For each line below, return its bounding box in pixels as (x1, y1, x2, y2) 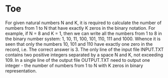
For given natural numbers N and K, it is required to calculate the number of (5, 20, 162, 26)
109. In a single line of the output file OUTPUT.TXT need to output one (5, 57, 150, 63)
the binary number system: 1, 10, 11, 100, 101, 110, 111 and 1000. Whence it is (5, 36, 161, 42)
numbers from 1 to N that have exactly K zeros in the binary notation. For (5, 25, 155, 31)
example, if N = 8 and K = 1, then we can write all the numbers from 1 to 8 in (5, 30, 162, 36)
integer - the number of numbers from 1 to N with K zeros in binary (5, 62, 143, 68)
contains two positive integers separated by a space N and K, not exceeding (5, 51, 163, 58)
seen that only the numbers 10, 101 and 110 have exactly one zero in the (5, 41, 153, 47)
